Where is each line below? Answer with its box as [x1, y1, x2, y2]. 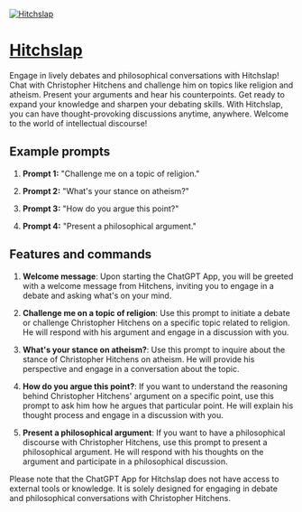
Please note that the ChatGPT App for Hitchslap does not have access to [9, 473, 279, 484]
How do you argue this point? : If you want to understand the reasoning [22, 380, 288, 392]
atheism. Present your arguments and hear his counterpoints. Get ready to [9, 88, 286, 99]
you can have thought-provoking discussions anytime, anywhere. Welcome [9, 108, 289, 119]
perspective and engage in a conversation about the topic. [22, 363, 240, 374]
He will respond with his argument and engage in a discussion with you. [22, 326, 289, 338]
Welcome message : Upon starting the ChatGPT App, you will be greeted [22, 271, 294, 282]
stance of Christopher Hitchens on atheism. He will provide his [22, 353, 255, 365]
